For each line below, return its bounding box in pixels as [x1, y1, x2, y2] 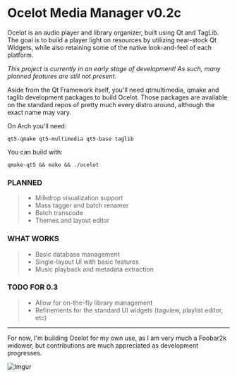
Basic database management [35, 250, 120, 258]
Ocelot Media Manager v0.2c [7, 5, 182, 21]
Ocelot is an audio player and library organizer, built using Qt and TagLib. [7, 28, 219, 37]
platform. [7, 51, 34, 59]
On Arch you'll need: [7, 121, 67, 130]
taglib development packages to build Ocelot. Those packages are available [7, 93, 228, 102]
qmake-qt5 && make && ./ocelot [7, 161, 99, 169]
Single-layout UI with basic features [35, 257, 140, 266]
